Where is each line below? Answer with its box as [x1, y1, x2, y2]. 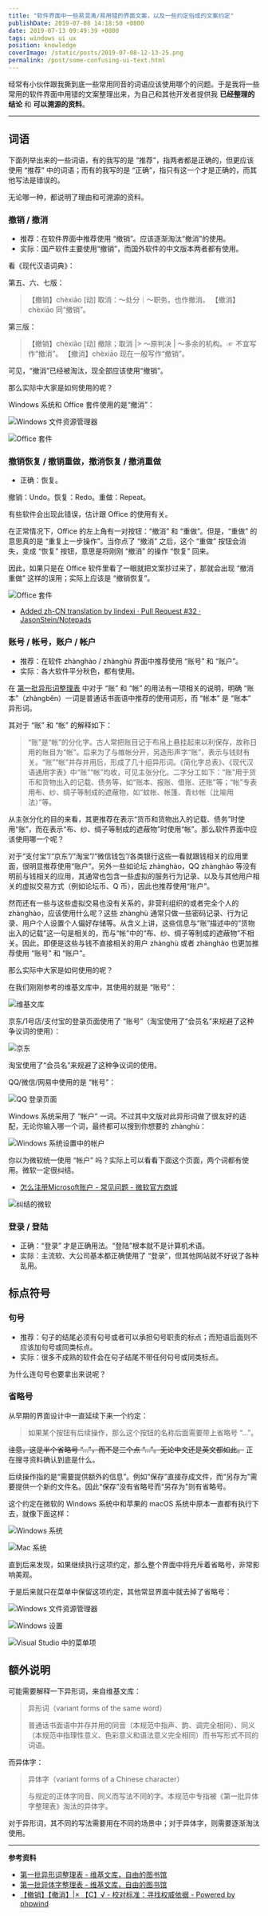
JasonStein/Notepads [19, 615, 92, 625]
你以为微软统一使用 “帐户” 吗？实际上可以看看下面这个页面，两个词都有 [8, 1155, 242, 1165]
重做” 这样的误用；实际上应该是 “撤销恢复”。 [8, 574, 155, 583]
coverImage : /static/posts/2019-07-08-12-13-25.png [8, 49, 183, 57]
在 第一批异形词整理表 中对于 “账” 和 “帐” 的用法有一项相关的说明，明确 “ [8, 683, 247, 693]
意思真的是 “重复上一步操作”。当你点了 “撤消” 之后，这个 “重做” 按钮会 [8, 537, 239, 546]
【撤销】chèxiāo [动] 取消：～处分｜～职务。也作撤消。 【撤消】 [27, 294, 240, 304]
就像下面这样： [22, 1509, 72, 1518]
